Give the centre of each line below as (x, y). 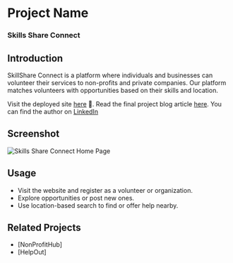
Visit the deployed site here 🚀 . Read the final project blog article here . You (115, 103)
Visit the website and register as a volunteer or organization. (105, 190)
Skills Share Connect (44, 35)
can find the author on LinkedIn (53, 111)
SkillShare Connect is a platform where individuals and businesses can (110, 75)
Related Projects (44, 227)
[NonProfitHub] (40, 245)
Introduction (35, 58)
